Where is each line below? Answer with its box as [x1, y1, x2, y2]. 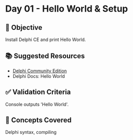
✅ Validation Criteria [5, 88, 71, 97]
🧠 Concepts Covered [5, 116, 72, 124]
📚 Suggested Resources [5, 52, 85, 61]
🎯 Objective [5, 23, 42, 32]
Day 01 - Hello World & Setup [5, 3, 128, 15]
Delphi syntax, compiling [5, 129, 57, 135]
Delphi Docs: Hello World [12, 73, 65, 79]
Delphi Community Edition [12, 68, 67, 74]
